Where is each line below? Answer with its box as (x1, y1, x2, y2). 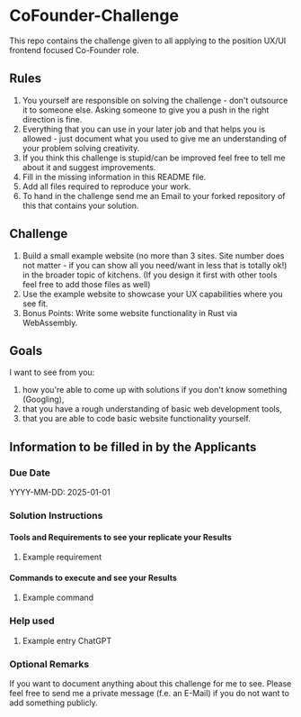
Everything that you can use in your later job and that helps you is (22, 123, 266, 134)
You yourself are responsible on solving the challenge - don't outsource (22, 95, 288, 105)
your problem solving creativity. (22, 142, 140, 153)
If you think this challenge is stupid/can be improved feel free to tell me (22, 152, 286, 163)
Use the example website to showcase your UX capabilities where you (22, 288, 283, 299)
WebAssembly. (22, 317, 78, 328)
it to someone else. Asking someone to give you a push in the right (22, 104, 270, 115)
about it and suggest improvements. (22, 161, 156, 172)
